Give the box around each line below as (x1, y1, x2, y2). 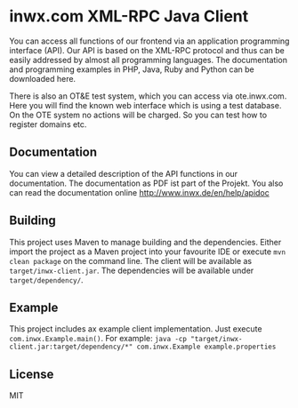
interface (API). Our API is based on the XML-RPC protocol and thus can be (9, 44, 285, 55)
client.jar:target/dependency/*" (9, 342, 133, 352)
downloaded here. (9, 73, 77, 84)
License (9, 366, 54, 381)
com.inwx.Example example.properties (136, 342, 277, 352)
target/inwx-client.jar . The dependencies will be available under (9, 265, 254, 276)
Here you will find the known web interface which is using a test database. (9, 100, 282, 110)
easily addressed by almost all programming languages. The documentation (9, 54, 287, 65)
